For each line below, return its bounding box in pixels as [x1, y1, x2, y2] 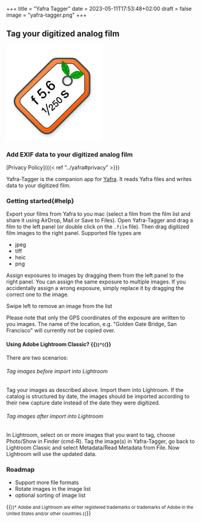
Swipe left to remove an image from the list [6, 303, 113, 310]
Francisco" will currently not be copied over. [6, 327, 116, 334]
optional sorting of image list [14, 491, 86, 499]
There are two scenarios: [6, 354, 68, 361]
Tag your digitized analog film [6, 29, 120, 39]
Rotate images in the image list [14, 485, 91, 493]
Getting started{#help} [6, 197, 74, 206]
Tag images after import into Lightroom [6, 413, 104, 420]
